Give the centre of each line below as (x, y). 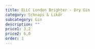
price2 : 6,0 (18, 34)
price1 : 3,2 (18, 29)
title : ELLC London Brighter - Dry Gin (48, 10)
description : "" (22, 24)
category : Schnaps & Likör (34, 15)
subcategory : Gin (24, 19)
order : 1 (15, 39)
